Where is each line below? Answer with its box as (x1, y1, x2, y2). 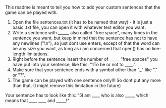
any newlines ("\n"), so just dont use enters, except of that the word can (12, 40, 160, 46)
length (12, 51, 26, 57)
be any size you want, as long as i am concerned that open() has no (12, 46, 151, 51)
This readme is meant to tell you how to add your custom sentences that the (5, 4, 161, 10)
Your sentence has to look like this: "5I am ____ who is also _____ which (5, 92, 149, 98)
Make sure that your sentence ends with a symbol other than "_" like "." (12, 67, 158, 73)
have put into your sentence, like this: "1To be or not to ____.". (12, 62, 137, 67)
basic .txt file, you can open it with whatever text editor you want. (12, 24, 146, 30)
